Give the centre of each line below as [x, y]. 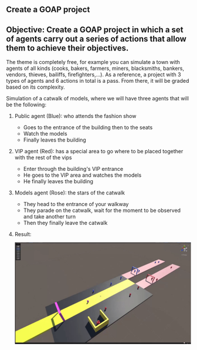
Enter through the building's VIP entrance [73, 169]
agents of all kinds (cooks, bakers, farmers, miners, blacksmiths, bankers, [95, 68]
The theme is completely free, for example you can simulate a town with [93, 62]
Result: [23, 234]
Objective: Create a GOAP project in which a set [95, 30]
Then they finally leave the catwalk [65, 223]
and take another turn [50, 217]
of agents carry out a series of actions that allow [96, 38]
